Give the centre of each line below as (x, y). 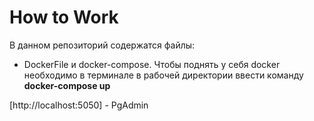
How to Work (64, 17)
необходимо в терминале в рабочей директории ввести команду (163, 75)
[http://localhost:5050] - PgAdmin (79, 105)
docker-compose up (67, 85)
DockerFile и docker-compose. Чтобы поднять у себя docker (152, 64)
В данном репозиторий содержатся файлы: (102, 45)
